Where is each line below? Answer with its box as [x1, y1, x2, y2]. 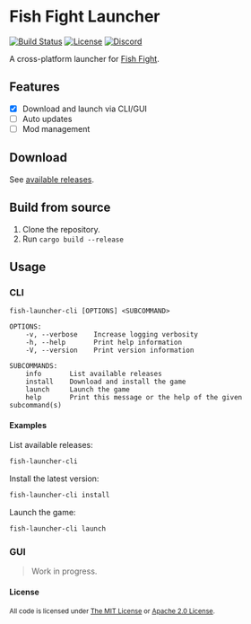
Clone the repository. [22, 224, 100, 234]
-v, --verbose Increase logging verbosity [25, 330, 199, 339]
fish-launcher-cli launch [9, 524, 106, 533]
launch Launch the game [25, 385, 130, 394]
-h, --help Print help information [25, 338, 182, 347]
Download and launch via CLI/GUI [22, 103, 148, 114]
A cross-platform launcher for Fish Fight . [9, 53, 160, 64]
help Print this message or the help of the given [25, 393, 243, 402]
